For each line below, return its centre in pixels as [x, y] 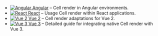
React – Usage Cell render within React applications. [82, 13]
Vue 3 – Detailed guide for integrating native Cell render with [91, 23]
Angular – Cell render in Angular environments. [80, 8]
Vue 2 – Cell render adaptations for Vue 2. [71, 18]
